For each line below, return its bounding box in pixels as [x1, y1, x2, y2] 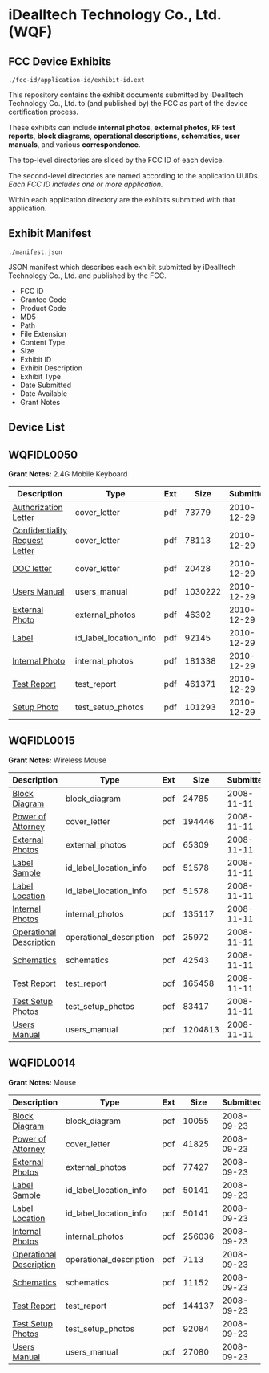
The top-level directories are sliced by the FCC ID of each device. [8, 155, 225, 165]
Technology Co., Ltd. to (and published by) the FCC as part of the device [8, 99, 248, 108]
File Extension [19, 329, 66, 338]
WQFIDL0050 [8, 447, 78, 461]
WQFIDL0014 [8, 1056, 76, 1070]
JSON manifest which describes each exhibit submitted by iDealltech [8, 262, 236, 272]
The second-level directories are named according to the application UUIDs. [8, 171, 260, 180]
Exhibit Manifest [8, 227, 92, 240]
